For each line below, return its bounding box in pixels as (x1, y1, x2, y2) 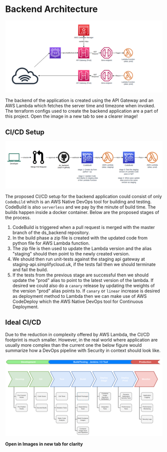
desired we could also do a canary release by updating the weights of (12, 282, 155, 288)
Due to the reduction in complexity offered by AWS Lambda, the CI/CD (5, 331, 150, 337)
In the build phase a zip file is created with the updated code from (12, 234, 148, 240)
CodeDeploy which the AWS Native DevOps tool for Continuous (12, 298, 144, 304)
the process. (5, 215, 31, 221)
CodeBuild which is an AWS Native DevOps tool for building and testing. (5, 199, 152, 205)
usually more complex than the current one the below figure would (5, 342, 142, 348)
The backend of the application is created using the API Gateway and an (5, 97, 154, 103)
